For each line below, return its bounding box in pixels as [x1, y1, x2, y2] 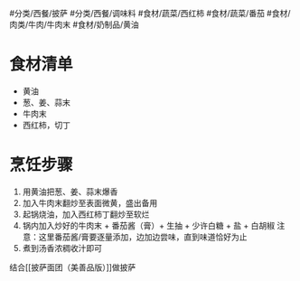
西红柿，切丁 [22, 119, 70, 130]
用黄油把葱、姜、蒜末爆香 [22, 186, 118, 197]
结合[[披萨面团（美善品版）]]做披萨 [9, 261, 136, 273]
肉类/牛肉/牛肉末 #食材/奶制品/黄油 [9, 19, 139, 30]
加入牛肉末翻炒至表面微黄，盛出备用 [22, 197, 158, 208]
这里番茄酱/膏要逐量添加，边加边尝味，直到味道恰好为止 [38, 231, 248, 242]
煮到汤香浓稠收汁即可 [22, 242, 102, 253]
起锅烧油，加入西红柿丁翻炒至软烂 [22, 209, 150, 220]
